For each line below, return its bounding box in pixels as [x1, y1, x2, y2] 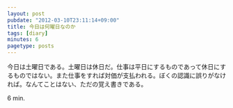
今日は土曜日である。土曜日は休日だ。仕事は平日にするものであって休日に [7, 63, 220, 70]
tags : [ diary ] [7, 29, 49, 37]
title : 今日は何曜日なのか [7, 23, 77, 30]
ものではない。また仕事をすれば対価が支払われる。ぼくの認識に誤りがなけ [13, 71, 227, 79]
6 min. [7, 94, 26, 102]
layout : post [7, 10, 45, 17]
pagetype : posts [7, 43, 54, 49]
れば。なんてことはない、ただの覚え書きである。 [7, 80, 147, 88]
